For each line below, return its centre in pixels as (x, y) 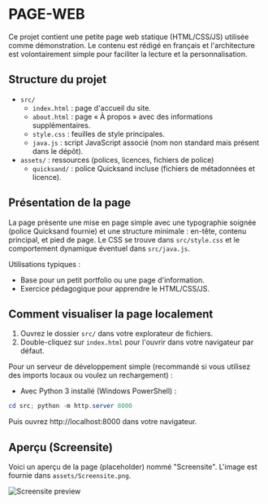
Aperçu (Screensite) (61, 447)
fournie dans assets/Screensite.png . (70, 476)
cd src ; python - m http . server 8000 (70, 406)
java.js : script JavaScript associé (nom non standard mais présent (146, 142)
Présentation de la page (70, 203)
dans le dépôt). (58, 151)
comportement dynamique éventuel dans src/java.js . (99, 248)
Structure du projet (58, 79)
